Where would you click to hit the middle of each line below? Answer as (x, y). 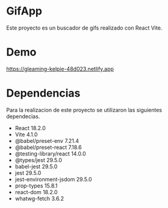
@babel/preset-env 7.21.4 (47, 140)
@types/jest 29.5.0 (38, 160)
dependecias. (23, 116)
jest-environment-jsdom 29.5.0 (53, 179)
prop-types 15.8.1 (36, 186)
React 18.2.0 (30, 128)
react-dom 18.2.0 (36, 192)
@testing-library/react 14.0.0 (50, 153)
